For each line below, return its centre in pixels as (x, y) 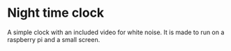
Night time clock (56, 13)
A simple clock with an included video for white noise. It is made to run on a (116, 32)
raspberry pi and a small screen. (54, 39)
